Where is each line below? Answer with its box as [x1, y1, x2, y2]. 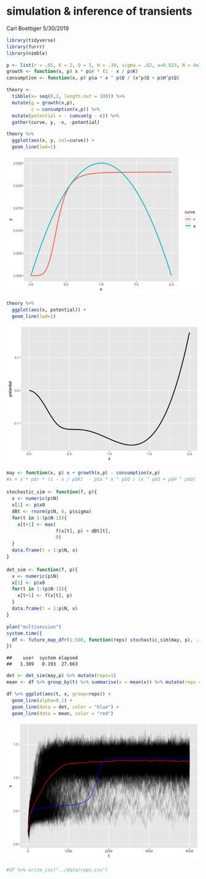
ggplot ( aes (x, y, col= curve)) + [12, 137, 95, 144]
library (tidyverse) [6, 37, 56, 44]
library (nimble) [6, 50, 48, 56]
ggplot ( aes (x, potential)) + [12, 307, 86, 313]
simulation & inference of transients [6, 4, 193, 18]
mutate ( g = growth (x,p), [12, 99, 75, 106]
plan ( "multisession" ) [6, 624, 62, 630]
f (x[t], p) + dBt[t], [55, 528, 112, 534]
